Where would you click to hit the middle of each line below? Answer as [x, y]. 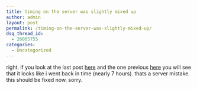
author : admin [24, 17]
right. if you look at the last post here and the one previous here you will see [98, 67]
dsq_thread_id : [25, 34]
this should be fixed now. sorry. [44, 80]
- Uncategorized [31, 50]
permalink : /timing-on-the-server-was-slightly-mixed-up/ [79, 28]
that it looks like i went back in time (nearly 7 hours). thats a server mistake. [98, 73]
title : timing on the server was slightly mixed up [71, 12]
